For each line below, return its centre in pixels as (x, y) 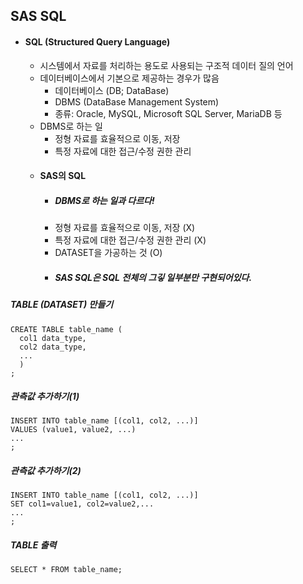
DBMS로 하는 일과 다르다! (104, 200)
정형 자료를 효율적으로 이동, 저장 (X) (125, 228)
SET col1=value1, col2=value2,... (82, 504)
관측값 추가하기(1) (45, 396)
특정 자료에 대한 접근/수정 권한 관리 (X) (130, 240)
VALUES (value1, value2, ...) (73, 430)
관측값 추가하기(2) (46, 471)
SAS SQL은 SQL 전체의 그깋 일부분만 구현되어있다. (153, 277)
